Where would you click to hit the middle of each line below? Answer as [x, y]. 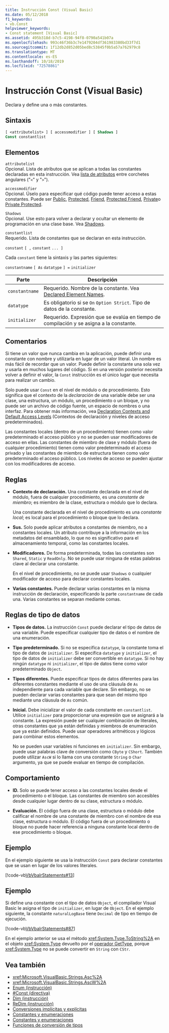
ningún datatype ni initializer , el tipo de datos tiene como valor [80, 663]
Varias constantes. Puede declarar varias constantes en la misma [81, 588]
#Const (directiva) [31, 993]
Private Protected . [24, 205]
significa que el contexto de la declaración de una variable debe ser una [80, 395]
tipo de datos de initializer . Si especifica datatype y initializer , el [84, 653]
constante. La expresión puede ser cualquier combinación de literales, [85, 720]
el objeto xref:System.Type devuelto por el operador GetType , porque [77, 944]
